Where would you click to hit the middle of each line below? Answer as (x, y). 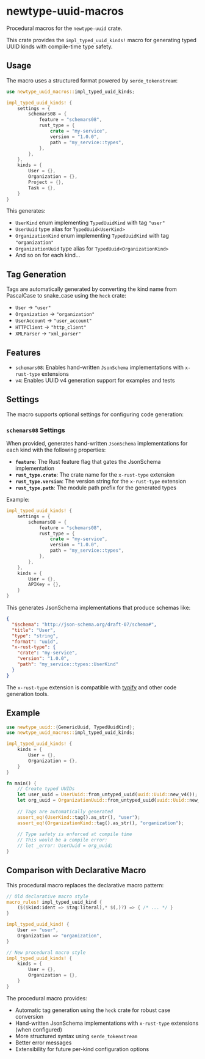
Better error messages (43, 1043)
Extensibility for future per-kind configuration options (82, 1049)
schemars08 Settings (36, 430)
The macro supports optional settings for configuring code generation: (95, 414)
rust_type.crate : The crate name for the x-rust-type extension (95, 475)
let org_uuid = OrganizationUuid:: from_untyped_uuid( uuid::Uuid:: (103, 801)
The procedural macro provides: (47, 998)
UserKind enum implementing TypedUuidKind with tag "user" (90, 223)
